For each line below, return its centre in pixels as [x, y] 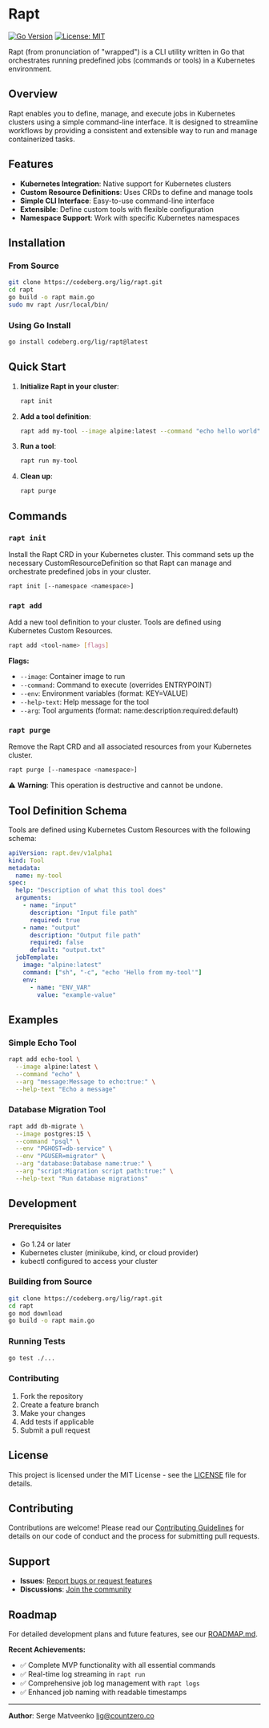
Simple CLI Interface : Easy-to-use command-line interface [117, 201]
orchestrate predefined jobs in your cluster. [80, 571]
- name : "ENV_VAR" [60, 987]
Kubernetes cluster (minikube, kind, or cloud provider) [109, 1252]
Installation [37, 243]
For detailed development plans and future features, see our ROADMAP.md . [133, 1634]
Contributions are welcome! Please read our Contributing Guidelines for [126, 1528]
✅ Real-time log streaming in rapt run [82, 1674]
